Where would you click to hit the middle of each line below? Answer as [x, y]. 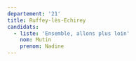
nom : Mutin [36, 40]
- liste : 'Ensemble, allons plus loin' [72, 33]
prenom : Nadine [42, 46]
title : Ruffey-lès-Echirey [47, 20]
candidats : [23, 27]
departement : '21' [34, 14]
